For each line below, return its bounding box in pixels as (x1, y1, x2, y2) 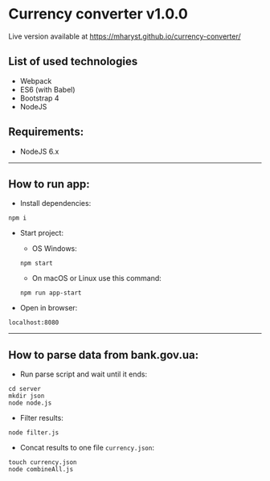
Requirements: (8, 125, 84, 139)
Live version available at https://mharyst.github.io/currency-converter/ (8, 31, 241, 41)
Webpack (19, 76, 52, 85)
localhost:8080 (8, 319, 59, 327)
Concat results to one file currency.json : (19, 443, 155, 453)
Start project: (19, 228, 64, 238)
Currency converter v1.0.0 (8, 5, 189, 23)
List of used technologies (8, 55, 138, 68)
